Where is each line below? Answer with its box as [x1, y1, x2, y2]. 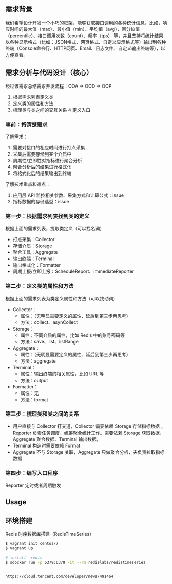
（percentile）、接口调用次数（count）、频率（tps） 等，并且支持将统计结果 [5, 32, 163, 39]
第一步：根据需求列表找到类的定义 [5, 213, 90, 220]
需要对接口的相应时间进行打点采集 [12, 144, 85, 150]
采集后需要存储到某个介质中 [12, 151, 72, 157]
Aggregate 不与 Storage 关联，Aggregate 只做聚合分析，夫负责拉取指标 [12, 449, 165, 455]
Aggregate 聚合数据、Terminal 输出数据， [12, 436, 101, 442]
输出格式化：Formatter [12, 262, 61, 268]
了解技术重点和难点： [5, 181, 50, 187]
